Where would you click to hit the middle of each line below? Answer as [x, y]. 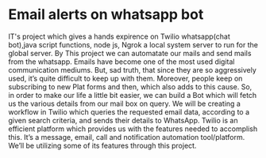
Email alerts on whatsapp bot [106, 15]
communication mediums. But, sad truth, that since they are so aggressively [132, 70]
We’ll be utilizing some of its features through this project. [102, 145]
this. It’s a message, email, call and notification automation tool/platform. [127, 137]
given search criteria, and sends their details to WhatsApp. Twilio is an [123, 120]
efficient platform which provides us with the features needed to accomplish [133, 129]
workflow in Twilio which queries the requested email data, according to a [129, 111]
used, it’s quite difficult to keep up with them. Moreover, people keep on [125, 78]
